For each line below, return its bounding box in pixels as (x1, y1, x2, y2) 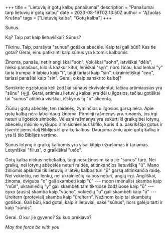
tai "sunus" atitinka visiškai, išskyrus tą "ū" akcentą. (5, 96, 112, 102)
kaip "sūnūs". (5, 205, 33, 210)
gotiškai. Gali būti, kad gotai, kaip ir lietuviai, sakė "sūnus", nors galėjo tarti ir (5, 199, 163, 205)
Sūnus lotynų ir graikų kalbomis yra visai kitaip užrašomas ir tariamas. (5, 142, 149, 147)
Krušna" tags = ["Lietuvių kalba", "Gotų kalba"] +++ (5, 15, 112, 21)
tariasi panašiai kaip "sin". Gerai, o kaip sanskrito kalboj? (5, 75, 122, 81)
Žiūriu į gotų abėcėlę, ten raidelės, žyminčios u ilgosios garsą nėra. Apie (5, 105, 154, 111)
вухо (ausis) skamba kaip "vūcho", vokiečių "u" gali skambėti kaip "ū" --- (5, 189, 157, 194)
